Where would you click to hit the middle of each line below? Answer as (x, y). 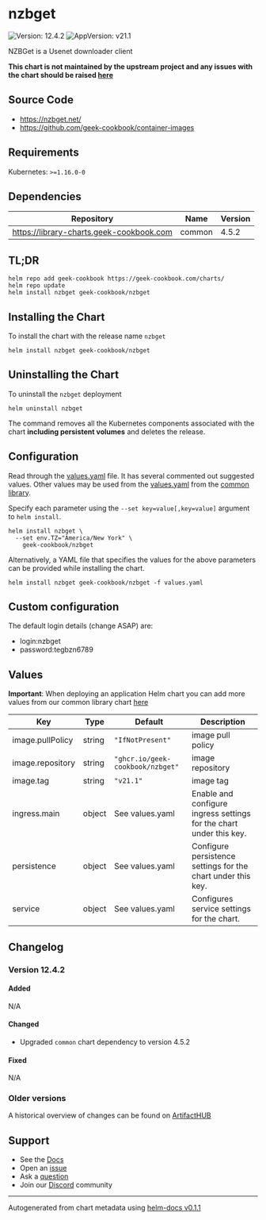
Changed (24, 1024)
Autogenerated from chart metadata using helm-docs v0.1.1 (105, 1208)
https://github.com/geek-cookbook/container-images (107, 127)
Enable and (212, 794)
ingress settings (221, 814)
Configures (212, 899)
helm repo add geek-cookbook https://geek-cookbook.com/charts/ (116, 279)
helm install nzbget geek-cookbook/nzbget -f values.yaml (106, 583)
